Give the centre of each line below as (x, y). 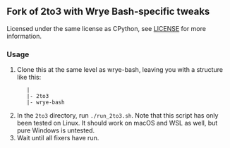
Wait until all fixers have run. (58, 138)
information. (24, 36)
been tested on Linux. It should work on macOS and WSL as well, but (117, 123)
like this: (29, 78)
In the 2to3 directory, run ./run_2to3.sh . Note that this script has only (117, 116)
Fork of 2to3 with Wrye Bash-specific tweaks (108, 12)
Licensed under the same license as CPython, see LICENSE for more (106, 28)
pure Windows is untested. (56, 130)
